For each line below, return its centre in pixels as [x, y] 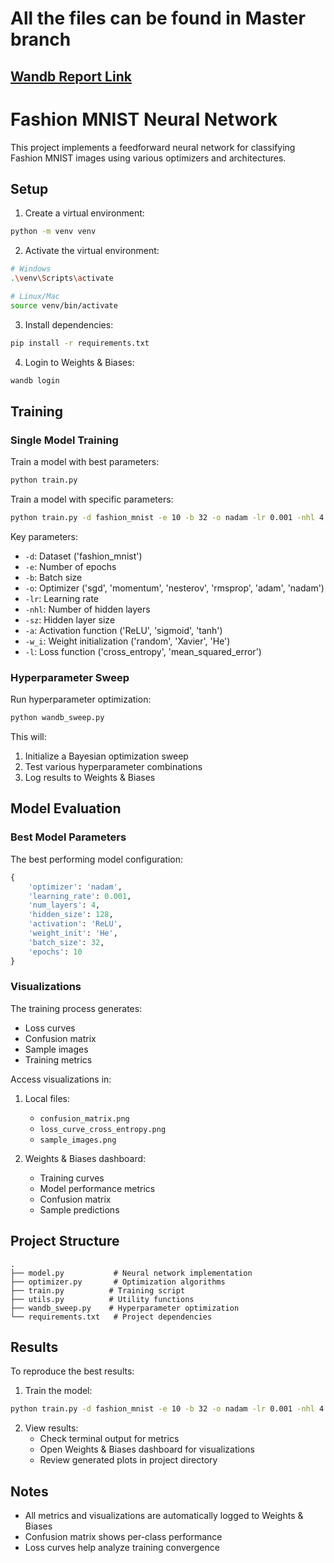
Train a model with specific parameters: [92, 499]
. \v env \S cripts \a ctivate [62, 278]
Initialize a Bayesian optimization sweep [106, 756]
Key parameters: [44, 536]
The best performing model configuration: [97, 859]
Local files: [47, 1098]
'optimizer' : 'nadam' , [75, 887]
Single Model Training [64, 440]
